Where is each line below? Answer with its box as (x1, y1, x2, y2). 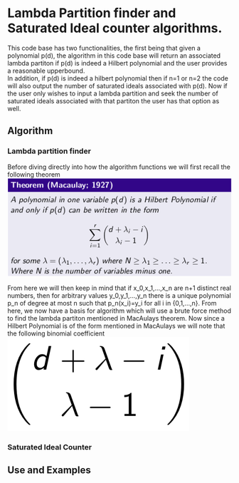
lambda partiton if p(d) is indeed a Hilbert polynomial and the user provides (7, 58, 228, 67)
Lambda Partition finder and (7, 5, 176, 21)
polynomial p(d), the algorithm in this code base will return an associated (7, 51, 221, 60)
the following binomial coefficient (7, 329, 105, 338)
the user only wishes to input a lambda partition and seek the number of (7, 89, 218, 98)
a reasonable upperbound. (7, 66, 85, 75)
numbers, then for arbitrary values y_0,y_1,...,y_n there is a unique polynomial (7, 291, 231, 300)
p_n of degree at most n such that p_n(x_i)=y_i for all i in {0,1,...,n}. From (7, 298, 217, 307)
